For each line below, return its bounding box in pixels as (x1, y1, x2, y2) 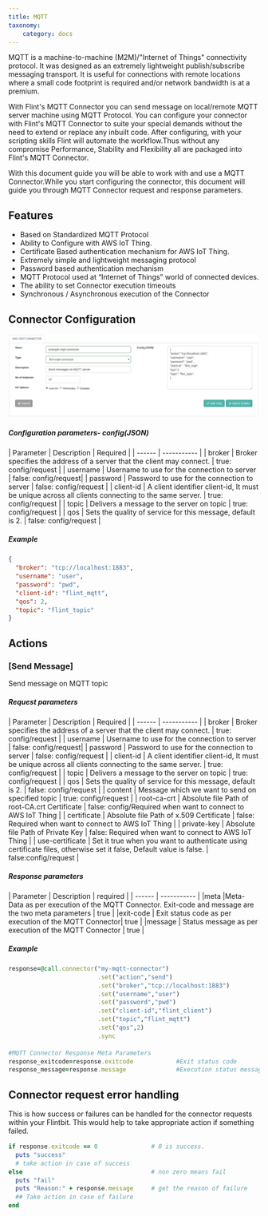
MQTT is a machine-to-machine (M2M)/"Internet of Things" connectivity (8, 53, 247, 62)
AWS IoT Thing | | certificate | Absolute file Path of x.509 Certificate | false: (8, 810, 255, 820)
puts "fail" (15, 1176, 56, 1184)
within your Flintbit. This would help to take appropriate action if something (8, 1118, 254, 1127)
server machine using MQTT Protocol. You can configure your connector (8, 110, 248, 120)
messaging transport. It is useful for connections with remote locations (8, 70, 241, 79)
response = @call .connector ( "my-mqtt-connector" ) (8, 964, 170, 972)
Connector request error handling (8, 1087, 179, 1102)
